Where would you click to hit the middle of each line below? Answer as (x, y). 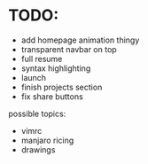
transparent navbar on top (69, 49)
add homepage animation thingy (80, 40)
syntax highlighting (56, 68)
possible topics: (37, 113)
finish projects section (62, 87)
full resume (42, 59)
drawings (38, 149)
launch (33, 77)
